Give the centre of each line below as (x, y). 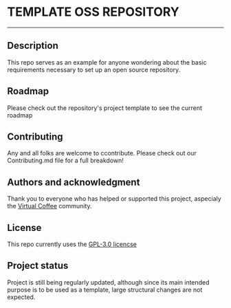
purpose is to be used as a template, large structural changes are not (105, 289)
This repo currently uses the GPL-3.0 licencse (72, 244)
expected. (21, 297)
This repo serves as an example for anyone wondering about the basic (107, 62)
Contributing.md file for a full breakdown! (65, 161)
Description (33, 46)
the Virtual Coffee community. (49, 206)
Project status (38, 266)
